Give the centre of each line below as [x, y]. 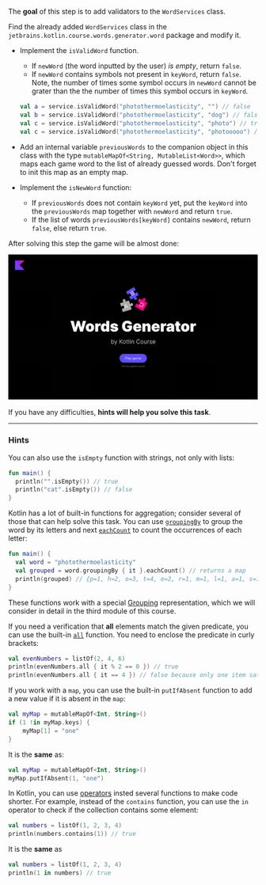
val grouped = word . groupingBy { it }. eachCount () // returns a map [131, 570]
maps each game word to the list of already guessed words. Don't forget [138, 163]
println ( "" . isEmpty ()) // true [67, 481]
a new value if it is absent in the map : [67, 699]
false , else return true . [69, 228]
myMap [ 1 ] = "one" [51, 731]
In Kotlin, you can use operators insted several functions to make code [123, 793]
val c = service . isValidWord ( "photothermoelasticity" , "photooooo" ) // [140, 131]
